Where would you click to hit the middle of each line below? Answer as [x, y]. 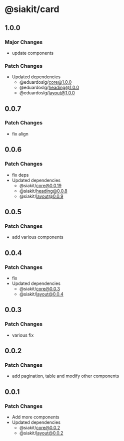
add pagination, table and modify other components [65, 376]
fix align [20, 133]
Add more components [35, 417]
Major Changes [24, 42]
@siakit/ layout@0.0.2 [41, 433]
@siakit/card [32, 9]
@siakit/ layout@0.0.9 [41, 196]
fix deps [20, 175]
